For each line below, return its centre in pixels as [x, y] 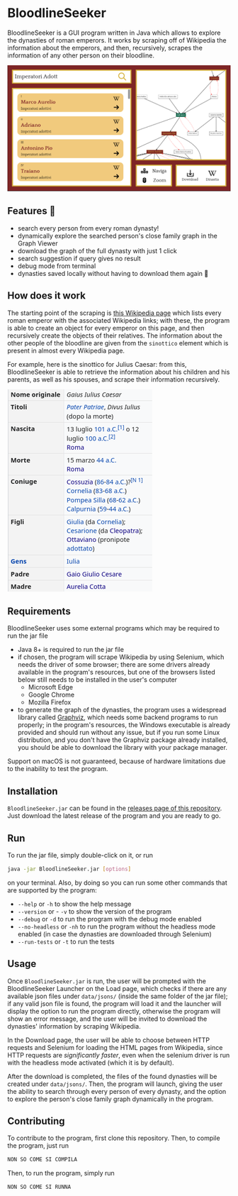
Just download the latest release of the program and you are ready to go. [114, 816]
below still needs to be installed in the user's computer [97, 680]
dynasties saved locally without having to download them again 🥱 [113, 273]
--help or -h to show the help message [74, 904]
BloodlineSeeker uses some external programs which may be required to [113, 629]
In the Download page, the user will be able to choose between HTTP [109, 1040]
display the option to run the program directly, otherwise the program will [114, 1011]
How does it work [47, 296]
